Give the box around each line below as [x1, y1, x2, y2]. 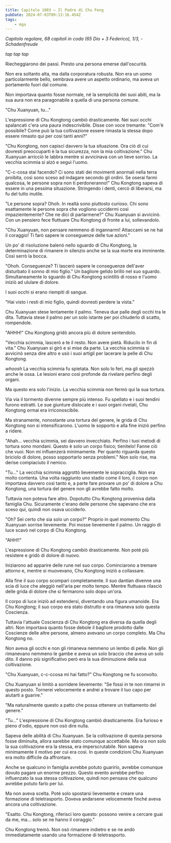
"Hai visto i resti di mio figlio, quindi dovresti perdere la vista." [5, 299, 135, 305]
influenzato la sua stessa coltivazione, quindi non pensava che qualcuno [5, 775, 158, 781]
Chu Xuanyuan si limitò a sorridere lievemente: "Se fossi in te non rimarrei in [5, 681, 165, 687]
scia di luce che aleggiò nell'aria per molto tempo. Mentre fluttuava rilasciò [5, 583, 162, 589]
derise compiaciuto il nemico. [5, 460, 67, 466]
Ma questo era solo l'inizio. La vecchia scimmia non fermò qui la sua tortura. [5, 387, 165, 393]
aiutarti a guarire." [5, 692, 43, 699]
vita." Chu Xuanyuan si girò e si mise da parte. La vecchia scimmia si [5, 345, 150, 351]
